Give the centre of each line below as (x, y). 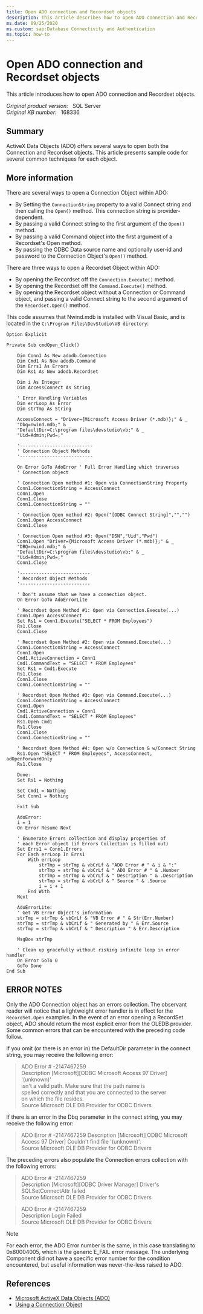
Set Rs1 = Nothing (40, 780)
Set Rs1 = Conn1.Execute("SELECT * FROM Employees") (85, 621)
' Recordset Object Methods (52, 578)
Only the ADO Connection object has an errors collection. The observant (97, 1004)
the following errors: (31, 1166)
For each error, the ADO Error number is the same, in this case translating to (101, 1245)
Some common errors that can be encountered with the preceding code (96, 1030)
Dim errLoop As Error (44, 403)
